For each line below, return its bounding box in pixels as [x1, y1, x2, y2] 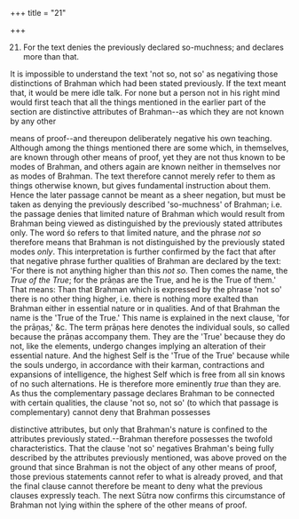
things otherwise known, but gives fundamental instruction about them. [10, 180, 271, 190]
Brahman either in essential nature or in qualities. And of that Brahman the [10, 303, 280, 314]
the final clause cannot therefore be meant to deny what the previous [10, 481, 264, 491]
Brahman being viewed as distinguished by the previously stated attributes [10, 218, 283, 228]
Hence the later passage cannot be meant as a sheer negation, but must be [10, 190, 287, 200]
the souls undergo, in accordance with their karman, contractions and [10, 360, 265, 370]
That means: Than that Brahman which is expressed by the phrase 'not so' [10, 284, 282, 294]
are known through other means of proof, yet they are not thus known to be [10, 152, 286, 163]
